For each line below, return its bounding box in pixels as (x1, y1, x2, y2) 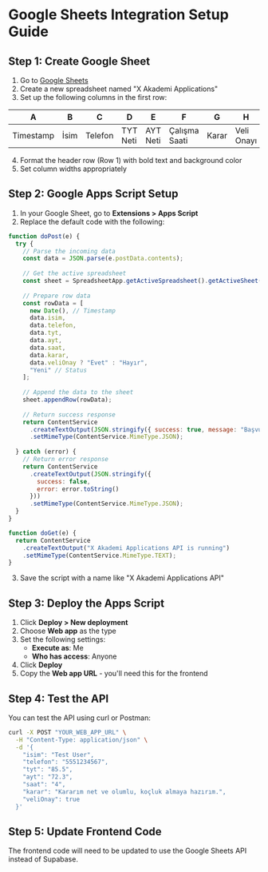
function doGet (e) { (8, 529, 77, 537)
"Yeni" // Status (29, 366, 88, 374)
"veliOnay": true (22, 795, 81, 803)
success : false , (37, 477, 91, 485)
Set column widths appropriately (19, 164, 128, 173)
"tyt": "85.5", (22, 766, 73, 774)
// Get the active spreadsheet (22, 269, 127, 277)
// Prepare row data (22, 292, 91, 300)
